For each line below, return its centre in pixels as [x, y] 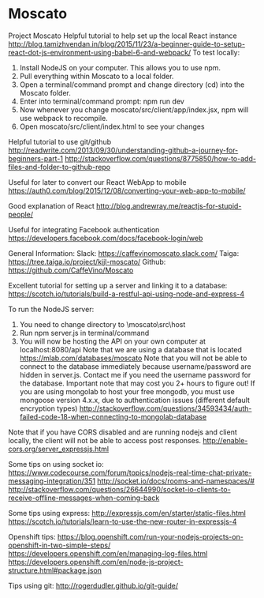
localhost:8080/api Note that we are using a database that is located [131, 349]
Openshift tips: [32, 536]
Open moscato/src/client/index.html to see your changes [112, 126]
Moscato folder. [45, 92]
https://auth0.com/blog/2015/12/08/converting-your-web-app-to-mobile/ [127, 190]
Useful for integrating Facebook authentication [84, 229]
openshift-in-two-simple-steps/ [59, 545]
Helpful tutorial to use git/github [60, 141]
